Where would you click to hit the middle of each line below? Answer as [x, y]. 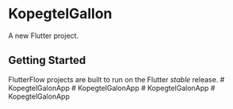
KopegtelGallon [60, 14]
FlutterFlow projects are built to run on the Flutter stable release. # [116, 79]
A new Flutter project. [44, 36]
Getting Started [47, 60]
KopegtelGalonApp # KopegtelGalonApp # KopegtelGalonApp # [112, 88]
